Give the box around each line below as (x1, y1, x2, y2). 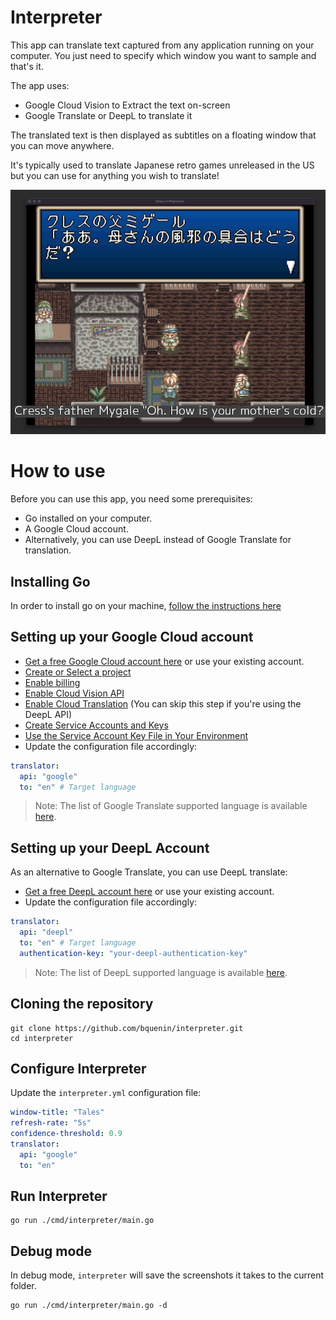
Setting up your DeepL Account (10, 839, 210, 856)
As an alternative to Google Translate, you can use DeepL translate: (10, 866, 288, 878)
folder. (10, 1280, 37, 1292)
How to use (10, 460, 106, 483)
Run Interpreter (10, 1188, 108, 1205)
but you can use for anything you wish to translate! (10, 169, 220, 181)
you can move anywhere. (10, 139, 115, 151)
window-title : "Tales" (10, 1107, 105, 1118)
